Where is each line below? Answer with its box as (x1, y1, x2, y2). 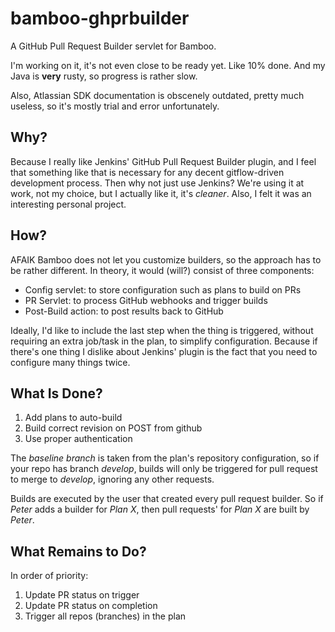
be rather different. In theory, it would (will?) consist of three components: (10, 264, 315, 276)
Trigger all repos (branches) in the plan (24, 610, 187, 622)
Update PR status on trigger (24, 589, 140, 601)
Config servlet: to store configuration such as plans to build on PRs (24, 283, 302, 296)
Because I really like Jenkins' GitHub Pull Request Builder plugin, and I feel (10, 155, 317, 167)
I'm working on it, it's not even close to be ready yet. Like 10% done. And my (10, 59, 326, 71)
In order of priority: (10, 570, 89, 582)
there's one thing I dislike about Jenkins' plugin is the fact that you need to (10, 345, 318, 357)
